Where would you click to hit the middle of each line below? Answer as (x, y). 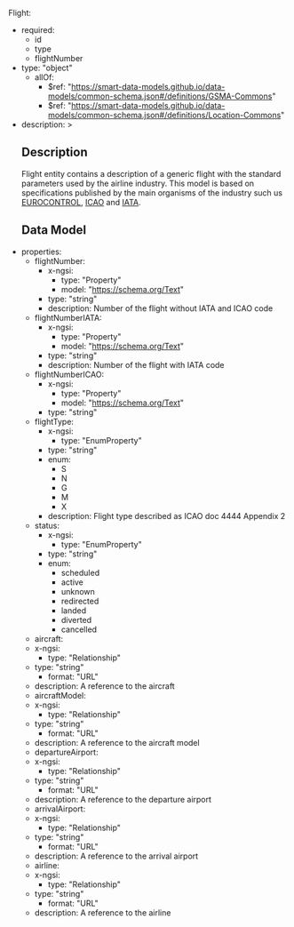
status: (47, 525)
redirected (80, 601)
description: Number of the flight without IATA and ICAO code (160, 308)
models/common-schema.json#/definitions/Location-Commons (164, 115)
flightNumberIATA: (68, 317)
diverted (76, 619)
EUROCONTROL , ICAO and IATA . (81, 202)
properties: (41, 252)
